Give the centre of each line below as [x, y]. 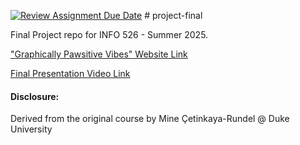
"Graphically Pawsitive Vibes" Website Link [99, 54]
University [31, 129]
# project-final [173, 15]
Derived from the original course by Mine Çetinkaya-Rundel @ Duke [150, 119]
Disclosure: [35, 96]
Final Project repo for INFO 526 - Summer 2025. [109, 34]
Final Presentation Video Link [70, 73]
